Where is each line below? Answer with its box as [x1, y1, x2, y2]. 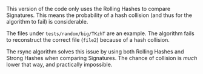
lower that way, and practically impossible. [6, 61, 113, 68]
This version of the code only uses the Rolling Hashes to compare [6, 5, 171, 12]
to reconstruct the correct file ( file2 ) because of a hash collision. [6, 36, 170, 43]
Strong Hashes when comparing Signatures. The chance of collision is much [6, 55, 198, 61]
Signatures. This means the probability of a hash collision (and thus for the [6, 12, 193, 19]
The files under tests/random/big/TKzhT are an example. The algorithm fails [6, 30, 195, 37]
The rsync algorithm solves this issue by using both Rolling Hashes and [6, 48, 184, 55]
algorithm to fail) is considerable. [6, 18, 88, 25]
